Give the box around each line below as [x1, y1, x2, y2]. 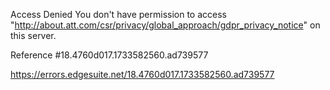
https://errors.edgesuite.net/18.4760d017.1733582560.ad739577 [10, 69, 275, 80]
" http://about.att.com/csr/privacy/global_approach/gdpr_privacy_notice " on [10, 19, 321, 31]
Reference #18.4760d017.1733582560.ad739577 [10, 49, 209, 61]
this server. [10, 30, 57, 41]
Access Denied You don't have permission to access [10, 9, 227, 20]
